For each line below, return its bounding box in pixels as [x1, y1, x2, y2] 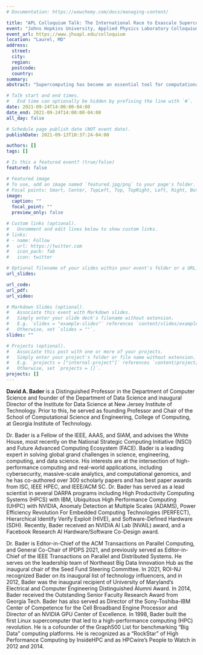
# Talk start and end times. [6, 93, 80, 99]
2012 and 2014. [6, 642, 44, 650]
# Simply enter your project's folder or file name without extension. [6, 354, 196, 360]
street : [11, 48, 31, 54]
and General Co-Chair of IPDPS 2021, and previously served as [6, 546, 164, 553]
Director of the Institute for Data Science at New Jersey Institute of [6, 400, 172, 407]
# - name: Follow [6, 237, 50, 243]
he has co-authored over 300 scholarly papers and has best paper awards [6, 476, 192, 484]
